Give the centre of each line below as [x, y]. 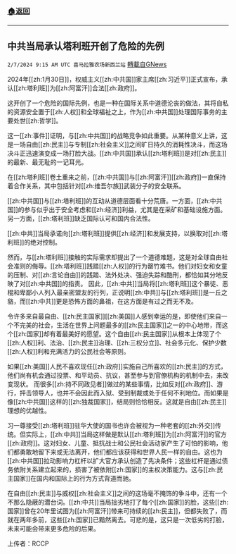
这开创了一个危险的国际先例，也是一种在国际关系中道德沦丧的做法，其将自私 [118, 103]
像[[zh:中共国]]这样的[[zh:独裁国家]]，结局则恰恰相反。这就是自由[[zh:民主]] [117, 402]
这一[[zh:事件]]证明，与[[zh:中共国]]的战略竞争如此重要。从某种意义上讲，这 [117, 136]
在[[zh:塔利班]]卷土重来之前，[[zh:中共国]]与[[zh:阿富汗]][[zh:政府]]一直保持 [117, 177]
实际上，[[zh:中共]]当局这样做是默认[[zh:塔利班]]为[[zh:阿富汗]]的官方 [126, 434]
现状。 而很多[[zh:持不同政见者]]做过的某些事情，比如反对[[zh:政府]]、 [115, 384]
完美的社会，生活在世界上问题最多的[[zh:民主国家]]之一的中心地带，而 [121, 325]
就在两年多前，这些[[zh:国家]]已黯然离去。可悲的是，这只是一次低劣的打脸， [118, 520]
